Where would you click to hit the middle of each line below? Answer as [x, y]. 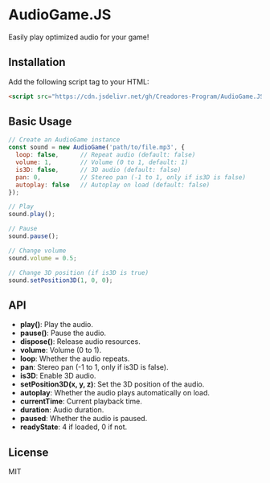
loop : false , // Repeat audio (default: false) [106, 155]
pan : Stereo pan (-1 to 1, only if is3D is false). [94, 367]
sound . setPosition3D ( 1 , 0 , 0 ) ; [61, 280]
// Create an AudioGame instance [64, 140]
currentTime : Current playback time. [81, 401]
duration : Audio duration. [62, 410]
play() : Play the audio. [57, 325]
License [29, 452]
